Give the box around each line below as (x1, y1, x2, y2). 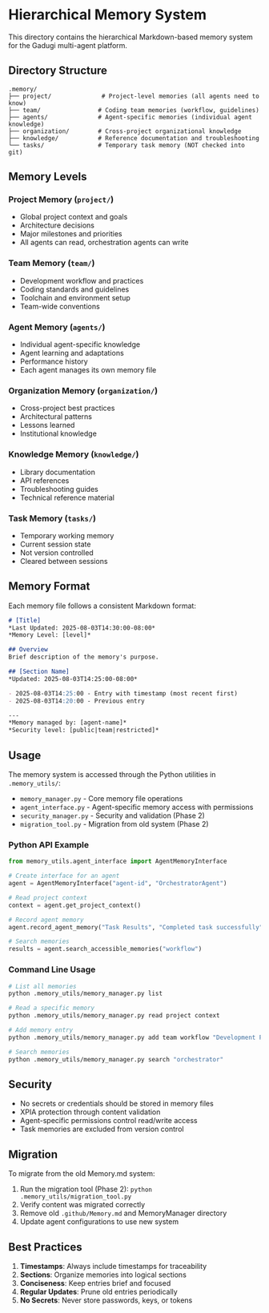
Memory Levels (8, 170, 87, 183)
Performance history (19, 356, 88, 366)
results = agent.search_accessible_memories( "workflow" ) (8, 945, 203, 953)
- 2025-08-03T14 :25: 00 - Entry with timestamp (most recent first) (8, 689, 239, 698)
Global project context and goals (19, 212, 128, 222)
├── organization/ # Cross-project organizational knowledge (8, 127, 242, 135)
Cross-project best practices (19, 403, 115, 413)
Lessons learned (19, 421, 75, 430)
